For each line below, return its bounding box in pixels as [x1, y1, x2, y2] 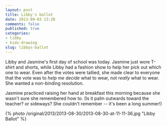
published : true [5, 26, 39, 31]
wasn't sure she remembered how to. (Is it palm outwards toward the [5, 95, 149, 101]
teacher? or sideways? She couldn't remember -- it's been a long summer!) [5, 100, 162, 106]
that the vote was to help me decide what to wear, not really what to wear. [5, 75, 159, 81]
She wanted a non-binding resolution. [5, 80, 84, 86]
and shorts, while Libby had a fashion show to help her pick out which [16, 64, 161, 70]
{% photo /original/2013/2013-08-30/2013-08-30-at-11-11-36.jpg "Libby [5, 110, 155, 116]
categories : [5, 31, 30, 36]
